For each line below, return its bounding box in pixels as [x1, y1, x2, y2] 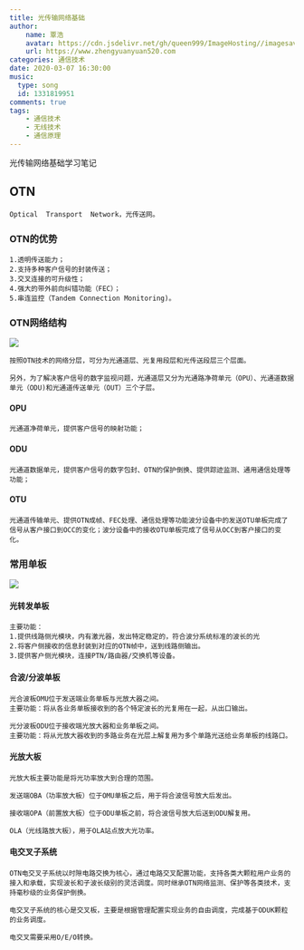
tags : [9, 106, 30, 115]
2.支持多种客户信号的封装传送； [9, 265, 112, 274]
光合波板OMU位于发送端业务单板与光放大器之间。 [9, 694, 164, 703]
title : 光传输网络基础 [9, 13, 86, 23]
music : [9, 73, 34, 82]
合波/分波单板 [9, 672, 61, 683]
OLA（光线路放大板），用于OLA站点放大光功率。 [9, 826, 158, 835]
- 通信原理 [25, 131, 62, 141]
